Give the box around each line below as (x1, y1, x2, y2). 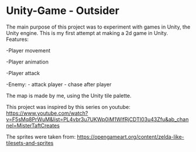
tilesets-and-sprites (6, 139, 54, 146)
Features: (6, 36, 29, 43)
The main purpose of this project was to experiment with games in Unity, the (6, 23, 191, 30)
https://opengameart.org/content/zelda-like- (77, 133, 184, 140)
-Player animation (6, 58, 49, 65)
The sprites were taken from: (6, 133, 76, 140)
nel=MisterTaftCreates (6, 122, 60, 129)
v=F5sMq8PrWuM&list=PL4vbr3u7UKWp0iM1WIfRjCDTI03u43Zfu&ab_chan (6, 115, 189, 123)
